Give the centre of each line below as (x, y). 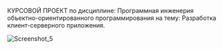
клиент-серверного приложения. (56, 25)
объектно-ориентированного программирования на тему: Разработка (112, 18)
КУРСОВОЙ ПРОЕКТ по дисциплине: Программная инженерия (100, 11)
